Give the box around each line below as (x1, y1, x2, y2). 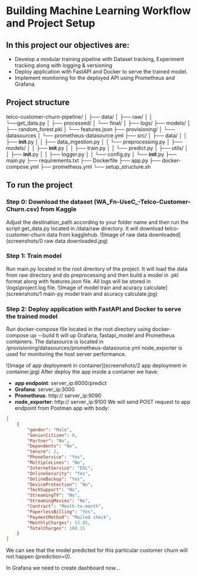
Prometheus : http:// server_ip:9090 (14, 392, 102, 399)
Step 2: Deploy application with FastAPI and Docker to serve (6, 304, 181, 313)
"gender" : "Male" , (27, 427, 72, 433)
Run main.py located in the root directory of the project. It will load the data (6, 265, 188, 272)
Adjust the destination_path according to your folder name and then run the (6, 219, 189, 226)
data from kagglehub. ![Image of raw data (46, 231, 148, 238)
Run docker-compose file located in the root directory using (6, 326, 151, 333)
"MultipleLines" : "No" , (27, 460, 85, 466)
